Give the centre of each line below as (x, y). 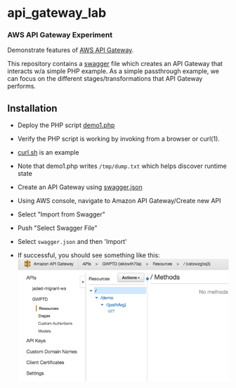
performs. (22, 86)
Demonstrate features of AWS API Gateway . (71, 50)
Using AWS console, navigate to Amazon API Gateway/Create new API (119, 201)
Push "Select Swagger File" (57, 228)
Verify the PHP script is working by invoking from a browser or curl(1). (118, 139)
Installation (32, 108)
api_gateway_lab (57, 13)
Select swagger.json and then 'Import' (72, 242)
